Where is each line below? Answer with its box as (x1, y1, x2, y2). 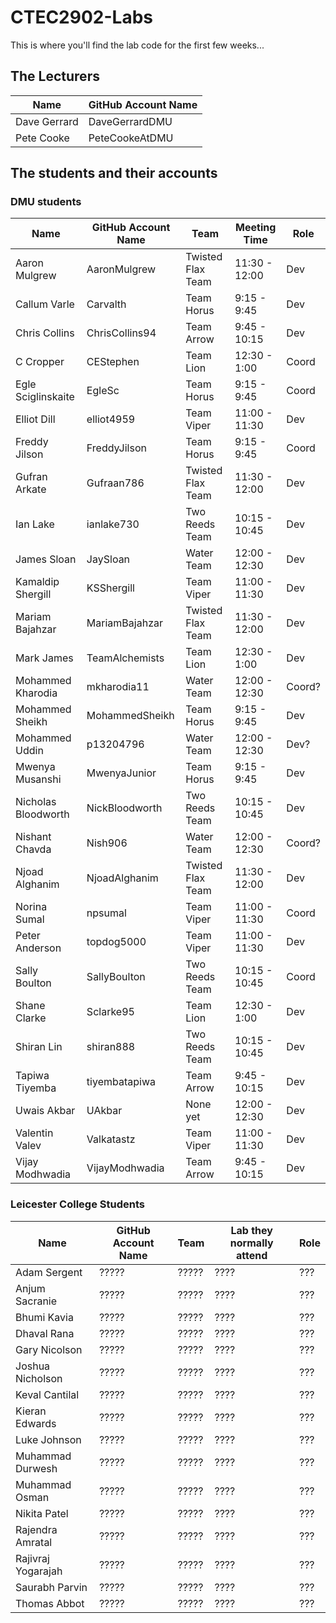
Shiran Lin (15, 1040, 63, 1054)
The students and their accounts (10, 165, 218, 182)
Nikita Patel (15, 1506, 69, 1520)
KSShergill (86, 581, 135, 595)
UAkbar (86, 1104, 123, 1118)
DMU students (10, 195, 82, 209)
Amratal (15, 1535, 53, 1549)
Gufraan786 (86, 476, 145, 490)
